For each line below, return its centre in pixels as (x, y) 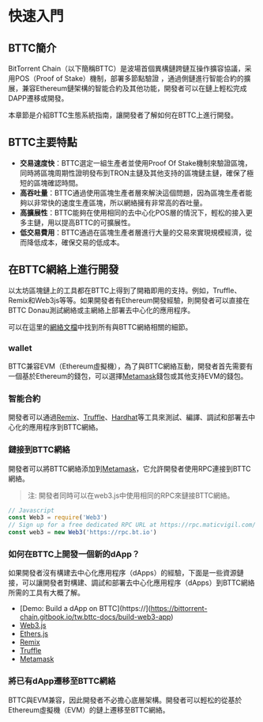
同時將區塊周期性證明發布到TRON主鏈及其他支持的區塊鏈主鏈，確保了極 (137, 173)
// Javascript (32, 510)
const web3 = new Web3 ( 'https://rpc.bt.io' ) (83, 533)
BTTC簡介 (32, 48)
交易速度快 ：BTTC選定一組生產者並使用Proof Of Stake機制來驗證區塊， (135, 162)
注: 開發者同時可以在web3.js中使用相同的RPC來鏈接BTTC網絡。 (131, 495)
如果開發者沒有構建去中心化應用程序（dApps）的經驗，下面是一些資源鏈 (126, 573)
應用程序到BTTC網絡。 (66, 427)
